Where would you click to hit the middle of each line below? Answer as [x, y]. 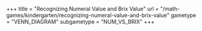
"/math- [170, 9]
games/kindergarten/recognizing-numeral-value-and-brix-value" [88, 15]
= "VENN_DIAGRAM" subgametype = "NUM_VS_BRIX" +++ [81, 22]
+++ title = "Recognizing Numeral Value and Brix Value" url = [83, 9]
